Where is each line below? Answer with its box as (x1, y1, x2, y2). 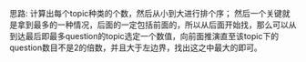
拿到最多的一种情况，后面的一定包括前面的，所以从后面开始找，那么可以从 (16, 19, 297, 30)
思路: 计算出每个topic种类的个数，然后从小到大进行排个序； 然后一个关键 (9, 8, 282, 18)
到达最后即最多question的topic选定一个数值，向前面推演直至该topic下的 (9, 31, 280, 41)
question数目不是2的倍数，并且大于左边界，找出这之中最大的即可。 (9, 42, 262, 53)
